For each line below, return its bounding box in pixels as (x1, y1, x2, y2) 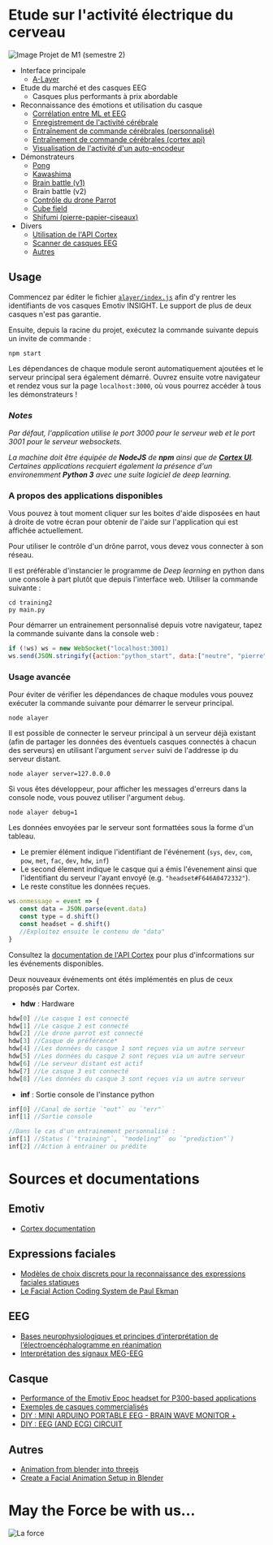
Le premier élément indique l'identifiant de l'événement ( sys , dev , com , (19, 847, 253, 857)
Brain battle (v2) (32, 186, 87, 196)
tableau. (8, 831, 36, 842)
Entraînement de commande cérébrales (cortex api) (32, 134, 206, 144)
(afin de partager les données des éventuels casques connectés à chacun (8, 737, 257, 747)
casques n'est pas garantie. (8, 309, 102, 318)
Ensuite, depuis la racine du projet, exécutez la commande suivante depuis (8, 325, 259, 335)
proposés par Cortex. (8, 983, 80, 993)
